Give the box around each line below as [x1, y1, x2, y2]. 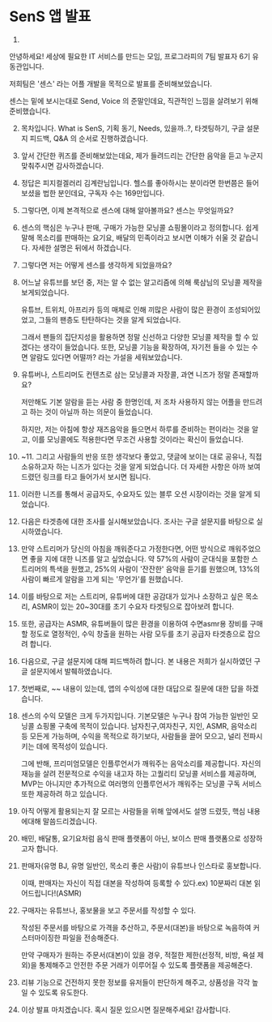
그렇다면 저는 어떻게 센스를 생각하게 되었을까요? [20, 260, 172, 270]
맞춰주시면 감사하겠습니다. [20, 160, 104, 170]
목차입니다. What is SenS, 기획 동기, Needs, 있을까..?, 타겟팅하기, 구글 [20, 123, 245, 133]
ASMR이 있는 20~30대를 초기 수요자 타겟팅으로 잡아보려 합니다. [32, 601, 234, 611]
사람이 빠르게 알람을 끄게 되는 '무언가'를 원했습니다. [20, 574, 184, 584]
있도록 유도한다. [38, 987, 88, 997]
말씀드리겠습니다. [42, 816, 98, 826]
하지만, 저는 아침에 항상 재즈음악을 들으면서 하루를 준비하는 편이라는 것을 [20, 424, 250, 434]
